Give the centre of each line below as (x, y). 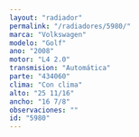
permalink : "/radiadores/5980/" (70, 26)
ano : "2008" (32, 51)
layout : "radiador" (46, 18)
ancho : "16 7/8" (40, 101)
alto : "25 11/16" (42, 93)
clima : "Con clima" (46, 85)
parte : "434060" (40, 77)
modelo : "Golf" (38, 43)
